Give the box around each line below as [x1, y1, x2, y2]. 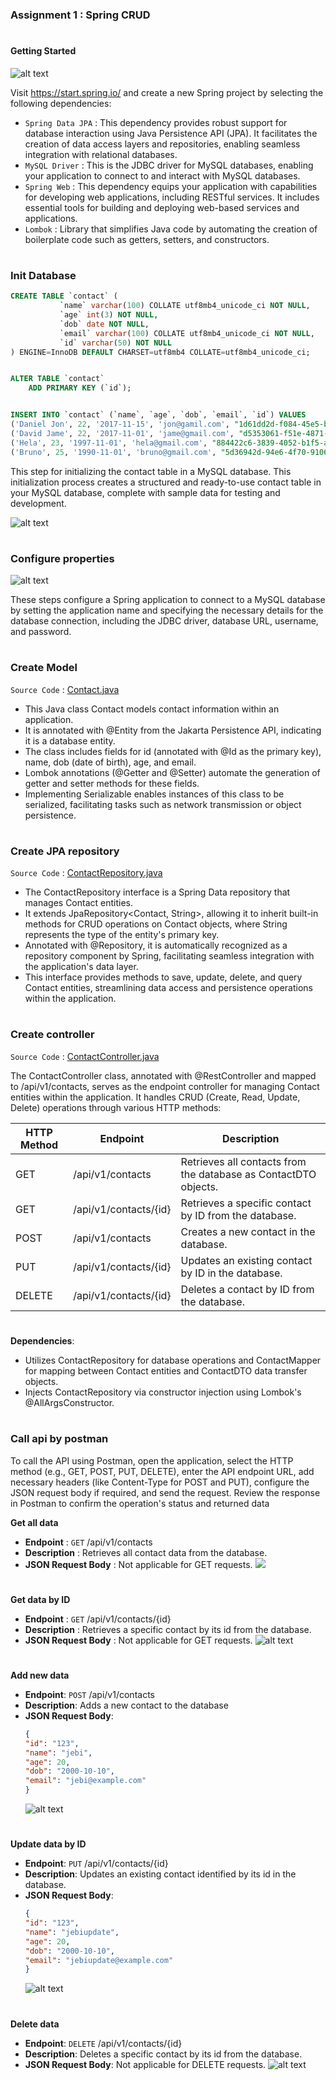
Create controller [10, 1028, 95, 1042]
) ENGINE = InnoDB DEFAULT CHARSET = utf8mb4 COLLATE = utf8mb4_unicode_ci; [10, 347, 311, 357]
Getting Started [10, 45, 77, 57]
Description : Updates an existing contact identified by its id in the [24, 1868, 297, 1880]
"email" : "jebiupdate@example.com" [24, 1955, 174, 1965]
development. [10, 497, 67, 509]
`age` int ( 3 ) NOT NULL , [59, 310, 159, 320]
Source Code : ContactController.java [10, 1050, 160, 1062]
